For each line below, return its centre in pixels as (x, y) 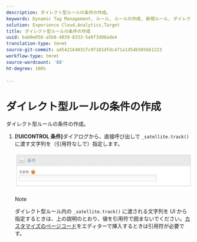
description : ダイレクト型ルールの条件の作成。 (58, 12)
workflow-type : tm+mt (33, 56)
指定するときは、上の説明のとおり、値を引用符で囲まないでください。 (100, 219)
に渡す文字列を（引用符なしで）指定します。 (68, 144)
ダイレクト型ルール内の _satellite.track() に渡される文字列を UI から (101, 211)
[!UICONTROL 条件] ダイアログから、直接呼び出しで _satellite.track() (102, 136)
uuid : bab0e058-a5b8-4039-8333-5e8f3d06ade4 (62, 37)
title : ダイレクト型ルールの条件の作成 (48, 31)
